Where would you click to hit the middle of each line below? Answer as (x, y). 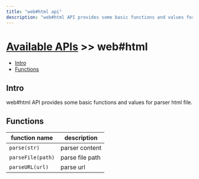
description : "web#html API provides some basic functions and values (95, 17)
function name (32, 138)
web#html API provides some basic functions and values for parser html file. (99, 102)
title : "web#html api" (34, 12)
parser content (81, 148)
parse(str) (24, 148)
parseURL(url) (29, 167)
